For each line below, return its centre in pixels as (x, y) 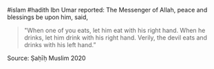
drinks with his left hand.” (60, 45)
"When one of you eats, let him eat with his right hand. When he (115, 30)
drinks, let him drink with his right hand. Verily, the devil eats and (116, 38)
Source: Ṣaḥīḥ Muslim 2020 (46, 58)
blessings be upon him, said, (47, 17)
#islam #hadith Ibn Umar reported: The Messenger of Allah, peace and (107, 10)
